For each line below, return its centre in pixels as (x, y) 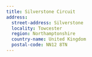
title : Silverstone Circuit (41, 12)
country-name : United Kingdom (49, 39)
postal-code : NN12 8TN (39, 45)
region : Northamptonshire (44, 34)
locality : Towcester (37, 28)
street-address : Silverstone (47, 23)
